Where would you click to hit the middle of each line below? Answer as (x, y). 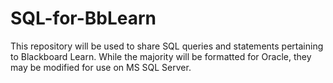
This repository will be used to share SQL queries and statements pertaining (167, 46)
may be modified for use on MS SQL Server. (101, 67)
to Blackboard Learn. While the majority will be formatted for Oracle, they (161, 56)
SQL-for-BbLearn (83, 18)
